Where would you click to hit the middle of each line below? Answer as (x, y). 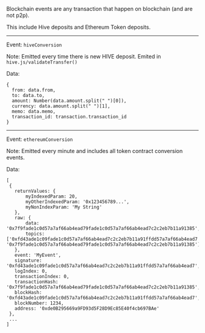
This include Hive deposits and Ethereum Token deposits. (78, 27)
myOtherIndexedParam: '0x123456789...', (77, 202)
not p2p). (18, 15)
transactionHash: (37, 282)
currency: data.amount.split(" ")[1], (61, 106)
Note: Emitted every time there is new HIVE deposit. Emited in (84, 56)
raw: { (23, 218)
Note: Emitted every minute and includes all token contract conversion (95, 151)
